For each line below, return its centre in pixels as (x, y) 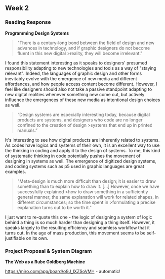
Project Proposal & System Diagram (49, 251)
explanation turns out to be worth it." (54, 207)
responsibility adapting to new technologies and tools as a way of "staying (81, 68)
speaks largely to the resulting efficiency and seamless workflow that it (77, 227)
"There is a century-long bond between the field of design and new (86, 43)
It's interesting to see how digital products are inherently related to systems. (82, 140)
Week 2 (17, 8)
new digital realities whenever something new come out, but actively (75, 94)
